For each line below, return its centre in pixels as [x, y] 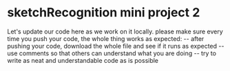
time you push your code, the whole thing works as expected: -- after [106, 38]
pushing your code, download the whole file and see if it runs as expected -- [116, 46]
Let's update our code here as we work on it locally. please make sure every [115, 31]
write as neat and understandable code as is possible [83, 60]
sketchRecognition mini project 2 [104, 13]
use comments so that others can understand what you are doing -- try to [112, 53]
